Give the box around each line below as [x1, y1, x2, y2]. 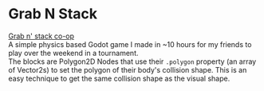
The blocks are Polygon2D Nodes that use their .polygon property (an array [8, 57, 257, 66]
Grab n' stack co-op [8, 31, 74, 41]
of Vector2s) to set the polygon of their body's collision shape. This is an [8, 65, 247, 74]
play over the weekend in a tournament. [8, 48, 139, 57]
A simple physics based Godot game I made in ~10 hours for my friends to [8, 39, 252, 49]
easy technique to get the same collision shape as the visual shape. [8, 73, 231, 83]
